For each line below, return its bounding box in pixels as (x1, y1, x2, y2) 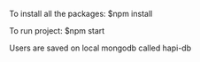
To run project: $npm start (9, 26, 105, 35)
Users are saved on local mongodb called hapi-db (9, 43, 192, 53)
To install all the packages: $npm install (9, 9, 153, 19)
